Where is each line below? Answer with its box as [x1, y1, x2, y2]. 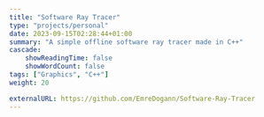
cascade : [9, 46, 42, 55]
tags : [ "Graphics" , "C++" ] [9, 70, 109, 79]
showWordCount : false [25, 62, 105, 71]
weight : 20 [9, 78, 50, 87]
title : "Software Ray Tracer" [9, 12, 121, 22]
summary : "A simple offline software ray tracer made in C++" [9, 37, 244, 47]
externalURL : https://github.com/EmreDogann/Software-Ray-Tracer [9, 94, 255, 103]
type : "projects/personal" [9, 21, 109, 30]
